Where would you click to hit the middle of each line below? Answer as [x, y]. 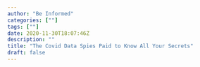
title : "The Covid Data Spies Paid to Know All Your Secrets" [100, 46]
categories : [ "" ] [33, 20]
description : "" [31, 40]
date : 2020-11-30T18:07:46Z [49, 33]
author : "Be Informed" [40, 14]
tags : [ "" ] [23, 27]
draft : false [26, 53]
